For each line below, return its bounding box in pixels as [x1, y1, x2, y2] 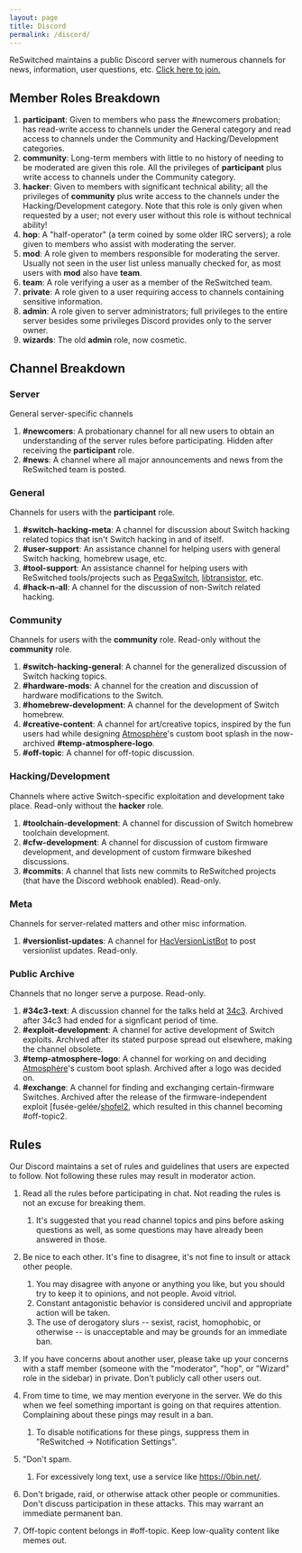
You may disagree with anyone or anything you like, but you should [35, 1279, 286, 1290]
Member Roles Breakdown [9, 90, 160, 105]
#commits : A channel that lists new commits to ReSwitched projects [22, 865, 277, 876]
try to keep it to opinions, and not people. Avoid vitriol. [35, 1288, 237, 1299]
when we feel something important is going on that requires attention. [22, 1400, 281, 1411]
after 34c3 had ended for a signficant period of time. [22, 1015, 219, 1026]
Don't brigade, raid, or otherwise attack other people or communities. [22, 1489, 281, 1500]
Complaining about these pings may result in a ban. [22, 1410, 214, 1421]
